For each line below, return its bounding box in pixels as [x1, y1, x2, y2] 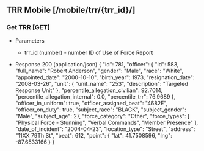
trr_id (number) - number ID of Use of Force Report [24, 49, 153, 56]
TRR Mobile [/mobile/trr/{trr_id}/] [6, 5, 136, 15]
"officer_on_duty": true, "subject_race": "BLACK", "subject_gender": [15, 106, 186, 113]
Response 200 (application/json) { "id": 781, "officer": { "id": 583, [15, 60, 179, 68]
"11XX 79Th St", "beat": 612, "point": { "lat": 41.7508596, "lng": [15, 132, 172, 139]
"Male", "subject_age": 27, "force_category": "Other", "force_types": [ [15, 112, 190, 119]
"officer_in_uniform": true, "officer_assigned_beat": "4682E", [15, 99, 168, 107]
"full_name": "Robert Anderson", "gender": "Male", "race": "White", [15, 67, 184, 74]
